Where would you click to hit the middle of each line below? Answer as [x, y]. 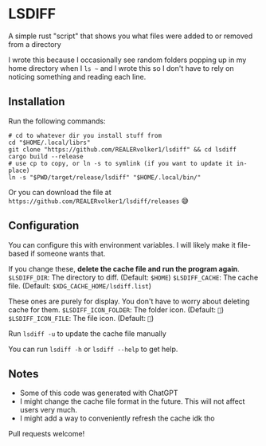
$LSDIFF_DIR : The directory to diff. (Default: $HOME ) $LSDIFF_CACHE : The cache [133, 277]
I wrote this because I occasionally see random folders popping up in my [127, 60]
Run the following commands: [57, 121]
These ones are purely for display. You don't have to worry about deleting [129, 301]
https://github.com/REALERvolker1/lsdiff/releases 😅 [99, 201]
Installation [37, 102]
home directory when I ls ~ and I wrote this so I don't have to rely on [121, 68]
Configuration [44, 226]
